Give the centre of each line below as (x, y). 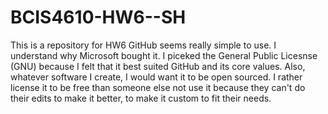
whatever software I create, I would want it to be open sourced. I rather (156, 77)
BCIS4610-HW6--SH (98, 17)
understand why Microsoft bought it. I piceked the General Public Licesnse (164, 55)
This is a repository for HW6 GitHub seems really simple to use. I (143, 45)
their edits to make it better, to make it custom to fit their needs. (141, 98)
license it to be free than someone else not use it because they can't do (158, 87)
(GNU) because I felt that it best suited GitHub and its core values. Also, (158, 66)
